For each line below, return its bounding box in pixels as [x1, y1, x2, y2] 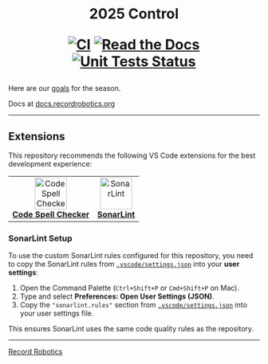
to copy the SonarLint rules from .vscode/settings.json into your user [8, 260, 240, 269]
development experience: [8, 159, 93, 168]
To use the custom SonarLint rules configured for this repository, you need [8, 251, 254, 260]
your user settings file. [19, 308, 94, 319]
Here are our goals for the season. [8, 84, 121, 93]
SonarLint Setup [8, 233, 73, 244]
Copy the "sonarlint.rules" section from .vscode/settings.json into [19, 300, 247, 310]
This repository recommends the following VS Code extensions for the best [8, 151, 256, 160]
